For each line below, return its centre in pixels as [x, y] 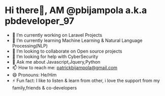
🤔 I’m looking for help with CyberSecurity [55, 56]
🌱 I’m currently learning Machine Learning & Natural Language [77, 40]
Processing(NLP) [30, 45]
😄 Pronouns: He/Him [34, 75]
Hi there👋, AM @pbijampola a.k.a [76, 10]
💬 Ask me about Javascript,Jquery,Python [56, 62]
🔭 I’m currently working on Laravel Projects [57, 35]
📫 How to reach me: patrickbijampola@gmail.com [65, 67]
